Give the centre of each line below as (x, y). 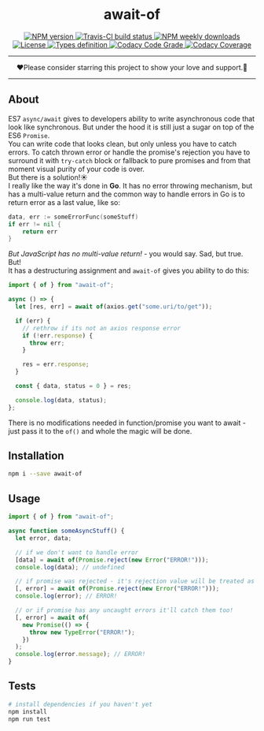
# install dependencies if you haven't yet (81, 704)
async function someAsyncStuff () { (66, 531)
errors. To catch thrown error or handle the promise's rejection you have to (129, 152)
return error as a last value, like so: (64, 202)
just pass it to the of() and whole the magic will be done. (100, 431)
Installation (36, 456)
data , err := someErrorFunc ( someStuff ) (73, 217)
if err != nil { (35, 224)
